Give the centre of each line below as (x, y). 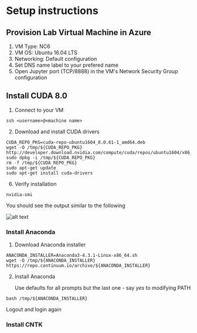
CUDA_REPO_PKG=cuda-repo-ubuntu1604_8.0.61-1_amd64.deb (76, 142)
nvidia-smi (19, 194)
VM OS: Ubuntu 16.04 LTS (46, 53)
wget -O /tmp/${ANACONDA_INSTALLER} (51, 261)
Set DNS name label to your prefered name (67, 65)
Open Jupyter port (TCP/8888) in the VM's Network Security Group (96, 71)
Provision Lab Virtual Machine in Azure (79, 32)
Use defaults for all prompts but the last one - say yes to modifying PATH (103, 288)
